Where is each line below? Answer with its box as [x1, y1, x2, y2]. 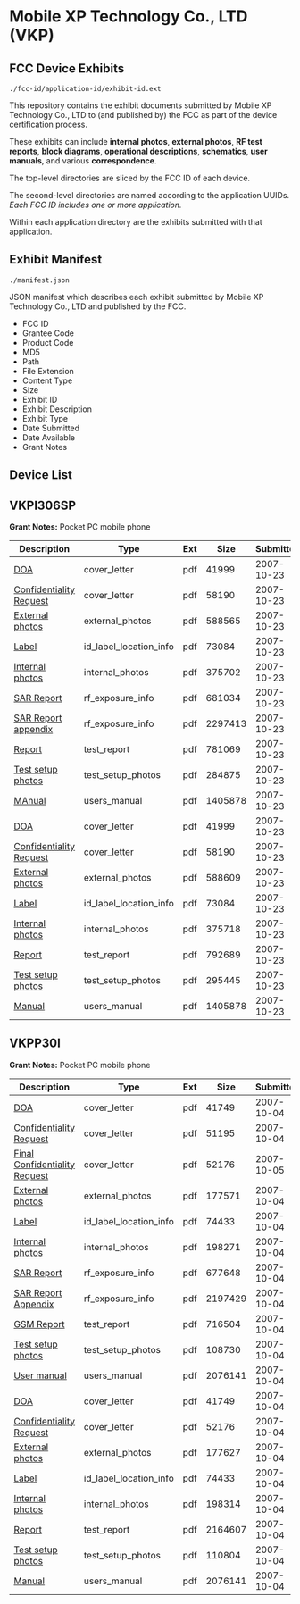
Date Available [21, 431, 76, 443]
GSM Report [13, 1317, 65, 1330]
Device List [9, 467, 73, 483]
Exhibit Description [21, 404, 92, 414]
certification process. [9, 119, 87, 129]
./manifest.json [9, 275, 70, 285]
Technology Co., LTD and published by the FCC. [9, 301, 187, 312]
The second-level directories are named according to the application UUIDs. [9, 190, 290, 200]
